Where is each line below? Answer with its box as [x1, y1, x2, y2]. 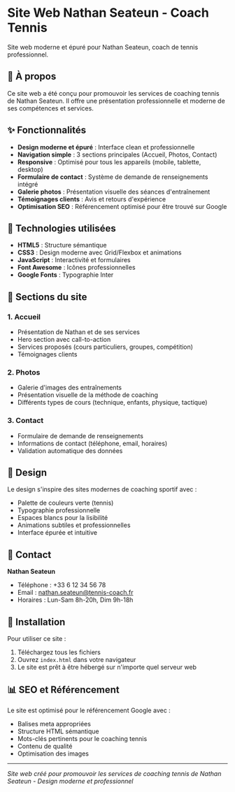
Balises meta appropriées [17, 719, 91, 728]
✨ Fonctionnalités [7, 124, 87, 136]
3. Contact [7, 416, 44, 426]
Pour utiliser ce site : [7, 635, 66, 643]
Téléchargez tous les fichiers [17, 648, 101, 656]
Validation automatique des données [17, 446, 123, 455]
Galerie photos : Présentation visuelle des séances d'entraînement [17, 187, 211, 196]
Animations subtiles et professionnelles [17, 521, 131, 529]
